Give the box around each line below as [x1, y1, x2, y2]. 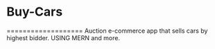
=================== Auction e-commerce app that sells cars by [6, 27, 208, 35]
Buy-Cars [6, 4, 63, 20]
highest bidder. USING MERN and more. [6, 33, 121, 42]
